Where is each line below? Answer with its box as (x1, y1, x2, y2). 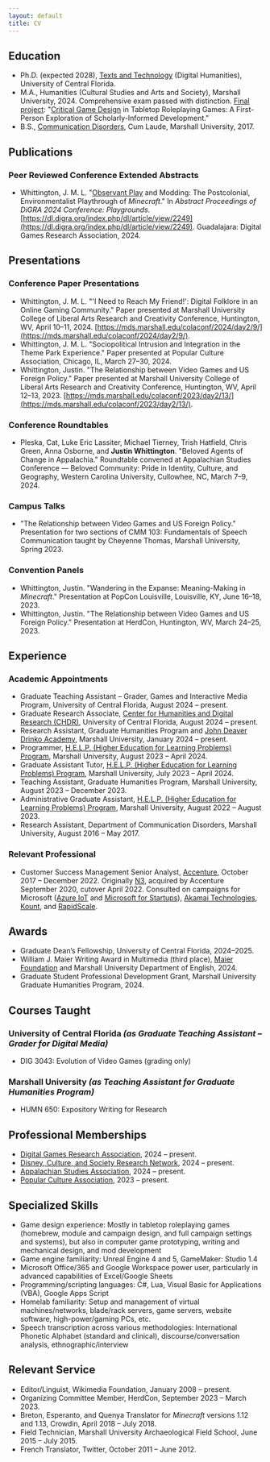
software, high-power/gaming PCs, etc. (19, 1314, 152, 1323)
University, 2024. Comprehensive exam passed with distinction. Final (19, 96, 250, 106)
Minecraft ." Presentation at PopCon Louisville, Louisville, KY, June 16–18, (19, 592, 262, 601)
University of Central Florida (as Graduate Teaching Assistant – (8, 1028, 262, 1039)
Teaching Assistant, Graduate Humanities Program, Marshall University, (19, 777, 258, 787)
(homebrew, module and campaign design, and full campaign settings (19, 1228, 252, 1238)
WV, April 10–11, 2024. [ (19, 322, 98, 331)
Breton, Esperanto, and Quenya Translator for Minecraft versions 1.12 (19, 1410, 249, 1419)
